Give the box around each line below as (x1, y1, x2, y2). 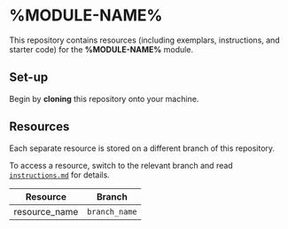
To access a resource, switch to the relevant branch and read (9, 160, 233, 170)
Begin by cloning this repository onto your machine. (9, 93, 199, 104)
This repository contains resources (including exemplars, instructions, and (9, 35, 281, 45)
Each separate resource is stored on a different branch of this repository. (9, 143, 276, 154)
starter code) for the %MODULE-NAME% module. (9, 43, 193, 54)
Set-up (9, 70, 49, 85)
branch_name (87, 206, 137, 217)
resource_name (13, 205, 79, 217)
